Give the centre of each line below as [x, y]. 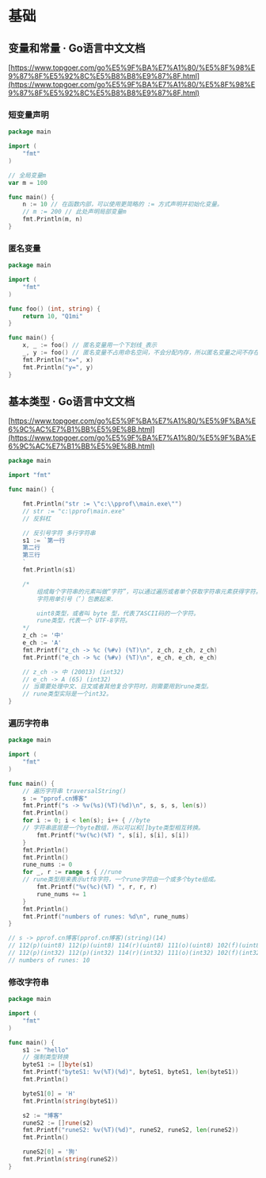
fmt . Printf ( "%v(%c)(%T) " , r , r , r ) [97, 887]
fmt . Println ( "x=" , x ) [58, 360]
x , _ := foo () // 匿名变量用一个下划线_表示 [90, 345]
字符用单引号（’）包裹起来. [76, 599]
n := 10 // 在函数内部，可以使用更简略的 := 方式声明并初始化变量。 [123, 204]
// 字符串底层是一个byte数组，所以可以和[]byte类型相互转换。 [113, 828]
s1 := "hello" [46, 1050]
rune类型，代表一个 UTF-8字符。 [84, 621]
